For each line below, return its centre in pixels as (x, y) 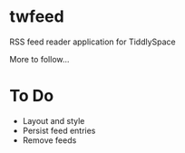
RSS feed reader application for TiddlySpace (93, 42)
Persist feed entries (59, 130)
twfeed (37, 17)
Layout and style (54, 120)
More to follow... (39, 59)
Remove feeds (49, 140)
